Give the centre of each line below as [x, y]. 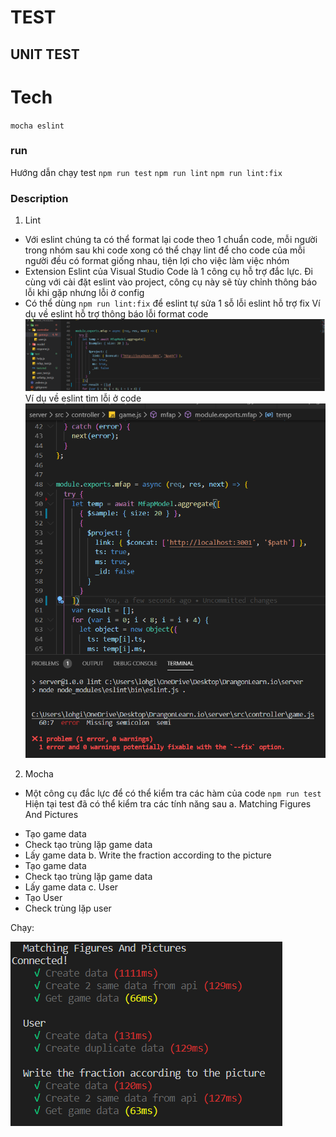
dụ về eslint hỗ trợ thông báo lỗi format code [116, 314]
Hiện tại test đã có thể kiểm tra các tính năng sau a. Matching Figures [168, 804]
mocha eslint [37, 126]
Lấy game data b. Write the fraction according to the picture [148, 855]
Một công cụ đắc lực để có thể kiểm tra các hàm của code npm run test [173, 793]
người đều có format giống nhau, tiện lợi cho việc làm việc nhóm [157, 261]
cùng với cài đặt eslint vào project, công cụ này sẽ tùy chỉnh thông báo [171, 282]
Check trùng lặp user [68, 908]
